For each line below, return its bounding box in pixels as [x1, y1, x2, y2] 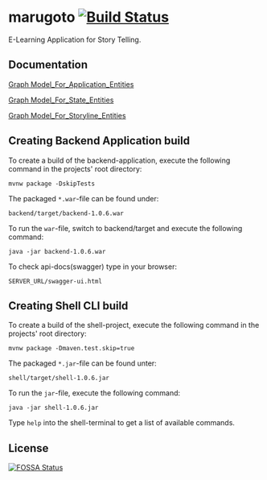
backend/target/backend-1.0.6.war [8, 209, 125, 217]
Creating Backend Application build [8, 134, 191, 148]
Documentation [8, 58, 88, 72]
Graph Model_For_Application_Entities [8, 79, 134, 89]
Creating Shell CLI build [8, 299, 129, 312]
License [8, 441, 49, 455]
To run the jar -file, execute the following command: [8, 388, 181, 398]
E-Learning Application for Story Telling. [8, 35, 142, 44]
